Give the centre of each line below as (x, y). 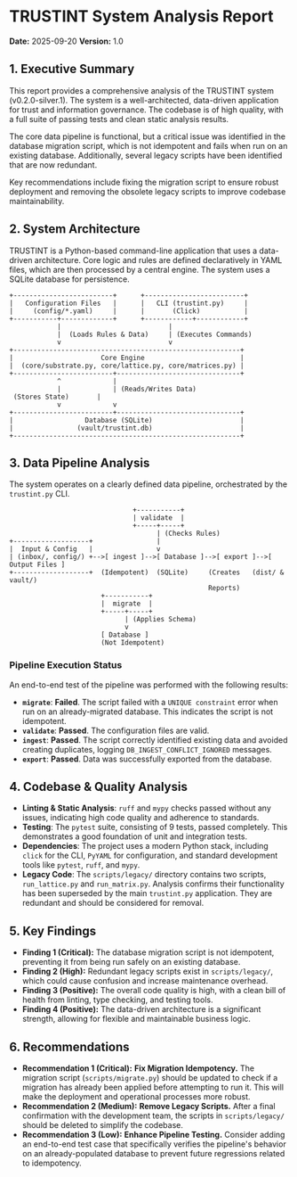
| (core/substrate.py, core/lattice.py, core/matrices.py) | (127, 366)
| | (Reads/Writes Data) (127, 389)
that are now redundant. (53, 165)
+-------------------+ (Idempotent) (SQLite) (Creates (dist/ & (147, 572)
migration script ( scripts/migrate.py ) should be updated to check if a (150, 1078)
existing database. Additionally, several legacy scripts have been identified (146, 155)
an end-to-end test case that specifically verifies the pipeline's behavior (154, 1144)
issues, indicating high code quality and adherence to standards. (140, 818)
